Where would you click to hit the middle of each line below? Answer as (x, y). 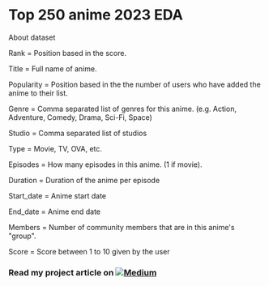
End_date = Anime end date (55, 211)
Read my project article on (61, 272)
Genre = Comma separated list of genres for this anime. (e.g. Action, (123, 109)
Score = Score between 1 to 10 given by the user (89, 251)
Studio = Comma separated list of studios (78, 133)
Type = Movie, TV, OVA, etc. (56, 148)
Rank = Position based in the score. (68, 53)
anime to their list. (38, 93)
